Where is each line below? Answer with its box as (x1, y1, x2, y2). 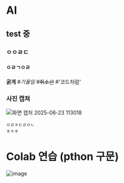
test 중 (6, 29, 30, 39)
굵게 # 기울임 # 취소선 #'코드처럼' (6, 78, 81, 85)
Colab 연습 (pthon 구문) (6, 150, 119, 163)
